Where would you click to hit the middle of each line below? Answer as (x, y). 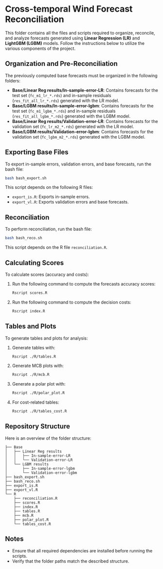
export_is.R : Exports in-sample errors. (51, 197)
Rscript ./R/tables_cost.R (39, 411)
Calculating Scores (35, 263)
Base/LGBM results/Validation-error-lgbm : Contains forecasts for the (83, 132)
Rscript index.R (28, 311)
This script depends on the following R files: (49, 187)
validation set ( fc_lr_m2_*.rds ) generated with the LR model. (73, 126)
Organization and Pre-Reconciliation (61, 64)
